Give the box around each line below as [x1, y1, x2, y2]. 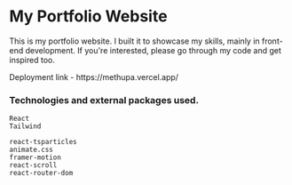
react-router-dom [9, 169, 74, 178]
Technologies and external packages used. [9, 93, 200, 106]
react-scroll [9, 161, 58, 170]
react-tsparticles [9, 138, 77, 147]
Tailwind [9, 122, 42, 131]
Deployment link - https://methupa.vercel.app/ [9, 71, 179, 82]
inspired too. [9, 54, 55, 65]
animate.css [9, 145, 53, 155]
